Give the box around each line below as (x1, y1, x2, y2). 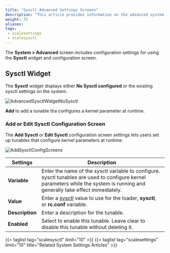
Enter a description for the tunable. (41, 209, 124, 216)
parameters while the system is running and (41, 180, 146, 187)
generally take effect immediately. (41, 186, 122, 193)
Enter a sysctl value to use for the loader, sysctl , (41, 194, 156, 201)
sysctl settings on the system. (5, 88, 67, 94)
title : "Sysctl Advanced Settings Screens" (5, 7, 99, 13)
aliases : (5, 21, 24, 27)
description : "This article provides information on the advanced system (5, 12, 164, 17)
